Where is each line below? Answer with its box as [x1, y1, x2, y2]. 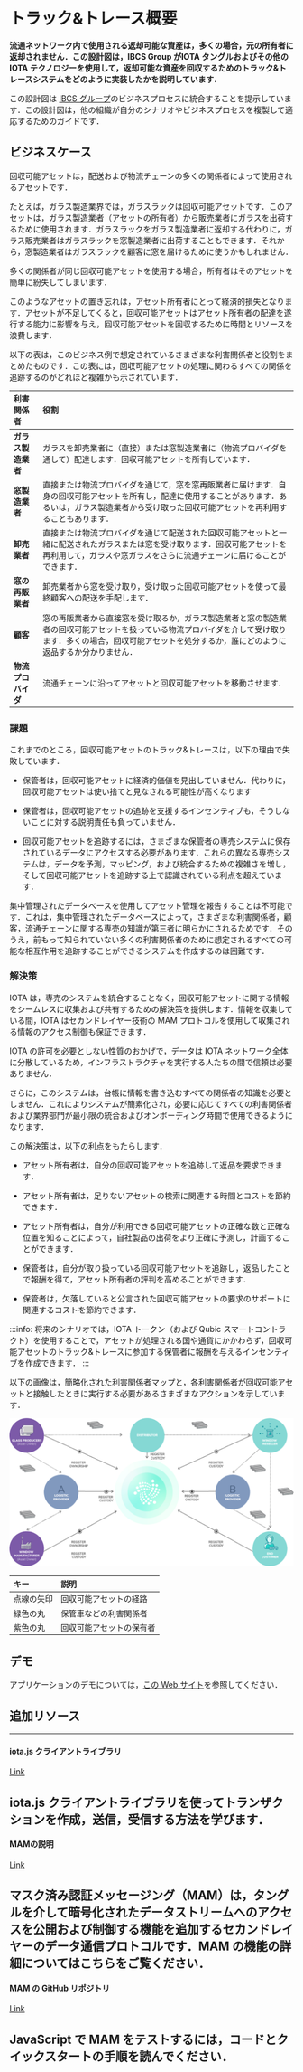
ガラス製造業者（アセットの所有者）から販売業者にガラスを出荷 [48, 212, 286, 222]
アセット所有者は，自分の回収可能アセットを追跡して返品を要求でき [22, 1159, 275, 1170]
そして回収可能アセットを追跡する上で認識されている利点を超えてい [22, 869, 275, 880]
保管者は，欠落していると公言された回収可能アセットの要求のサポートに [22, 1292, 291, 1303]
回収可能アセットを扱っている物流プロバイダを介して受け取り [58, 623, 287, 634]
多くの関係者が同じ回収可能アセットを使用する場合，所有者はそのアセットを [9, 265, 294, 276]
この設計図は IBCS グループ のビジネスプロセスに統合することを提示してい [9, 92, 284, 104]
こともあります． [50, 513, 115, 524]
